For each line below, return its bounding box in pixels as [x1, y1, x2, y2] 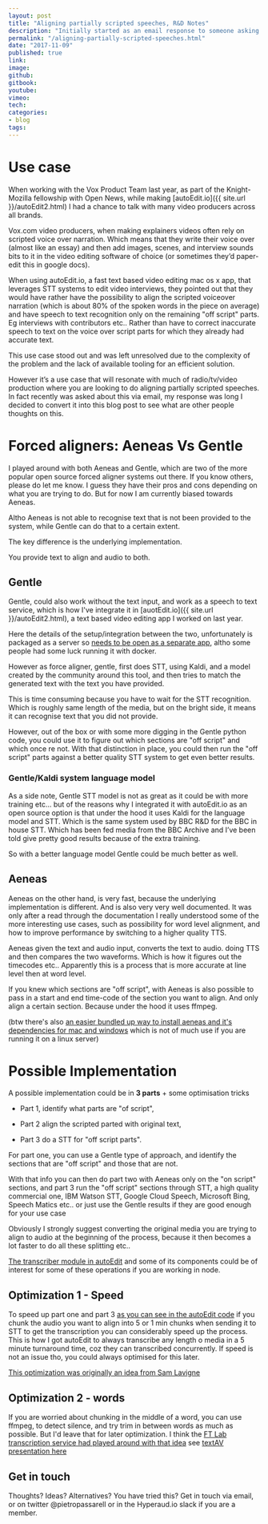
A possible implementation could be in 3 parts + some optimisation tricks [8, 1088, 250, 1098]
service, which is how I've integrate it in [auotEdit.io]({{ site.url [8, 605, 214, 615]
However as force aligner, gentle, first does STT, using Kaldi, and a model [8, 662, 250, 672]
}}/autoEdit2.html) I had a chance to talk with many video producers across [8, 201, 256, 211]
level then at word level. [8, 968, 86, 978]
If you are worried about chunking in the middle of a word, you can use [8, 1413, 242, 1422]
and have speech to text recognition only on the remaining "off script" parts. [8, 309, 260, 319]
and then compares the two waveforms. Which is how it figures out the [8, 952, 242, 961]
